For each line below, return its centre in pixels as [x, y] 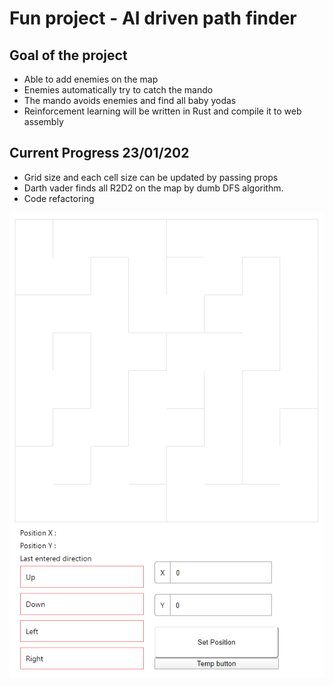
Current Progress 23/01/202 [99, 153]
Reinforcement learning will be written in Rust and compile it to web [162, 111]
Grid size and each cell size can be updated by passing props [151, 177]
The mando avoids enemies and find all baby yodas [130, 100]
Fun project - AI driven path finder [153, 18]
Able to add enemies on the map [91, 79]
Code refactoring [59, 198]
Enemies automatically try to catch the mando [118, 90]
